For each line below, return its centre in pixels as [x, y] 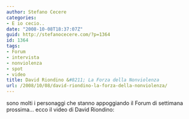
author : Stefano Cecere [37, 12]
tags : [13, 46]
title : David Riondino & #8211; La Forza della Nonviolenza [83, 80]
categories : [21, 18]
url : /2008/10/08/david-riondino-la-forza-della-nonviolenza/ [87, 86]
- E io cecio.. [26, 23]
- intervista [23, 57]
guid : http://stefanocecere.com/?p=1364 [59, 35]
